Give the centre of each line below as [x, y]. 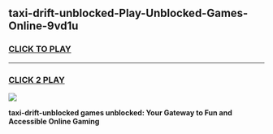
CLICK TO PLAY [40, 50]
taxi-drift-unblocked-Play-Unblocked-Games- [128, 13]
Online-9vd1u [43, 26]
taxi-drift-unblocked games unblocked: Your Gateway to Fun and [121, 112]
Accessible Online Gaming [54, 121]
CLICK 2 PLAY [37, 80]
